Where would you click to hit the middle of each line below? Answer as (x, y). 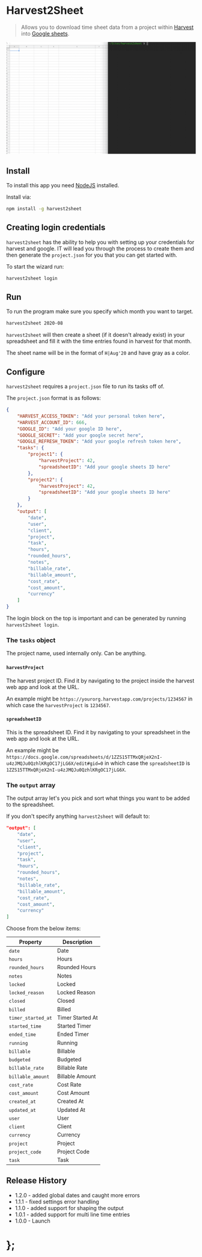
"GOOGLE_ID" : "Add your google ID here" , (69, 429)
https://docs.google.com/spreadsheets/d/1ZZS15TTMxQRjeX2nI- (84, 757)
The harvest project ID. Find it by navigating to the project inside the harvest (100, 681)
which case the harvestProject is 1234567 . (58, 705)
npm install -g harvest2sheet (44, 209)
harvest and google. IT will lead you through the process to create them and (100, 248)
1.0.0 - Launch (33, 1221)
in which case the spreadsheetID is (147, 763)
